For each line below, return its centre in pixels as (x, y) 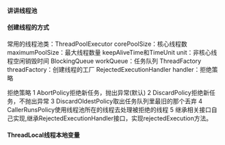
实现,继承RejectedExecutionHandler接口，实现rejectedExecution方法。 (112, 118)
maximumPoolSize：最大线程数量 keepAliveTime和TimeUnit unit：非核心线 (112, 52)
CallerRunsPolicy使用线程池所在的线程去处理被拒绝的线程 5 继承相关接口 (109, 109)
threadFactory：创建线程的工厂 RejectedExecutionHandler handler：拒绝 (109, 69)
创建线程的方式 (28, 27)
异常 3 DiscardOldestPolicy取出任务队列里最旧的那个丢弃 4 (120, 101)
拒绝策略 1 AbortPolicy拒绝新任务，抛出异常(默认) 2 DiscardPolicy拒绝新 (108, 92)
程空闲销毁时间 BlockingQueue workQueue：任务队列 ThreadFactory (104, 61)
